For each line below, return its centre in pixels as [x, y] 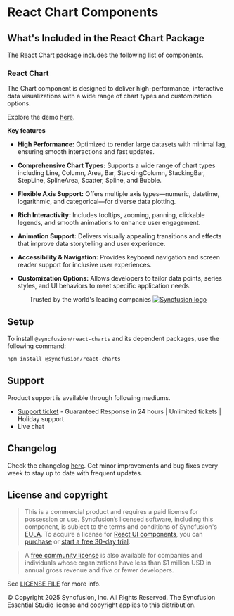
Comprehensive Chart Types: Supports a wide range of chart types [116, 165]
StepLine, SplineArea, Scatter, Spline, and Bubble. [89, 181]
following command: [37, 346]
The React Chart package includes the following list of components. [105, 55]
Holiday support [41, 418]
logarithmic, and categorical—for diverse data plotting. [97, 202]
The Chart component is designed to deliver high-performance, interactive [115, 89]
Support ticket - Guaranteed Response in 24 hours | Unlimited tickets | [119, 411]
